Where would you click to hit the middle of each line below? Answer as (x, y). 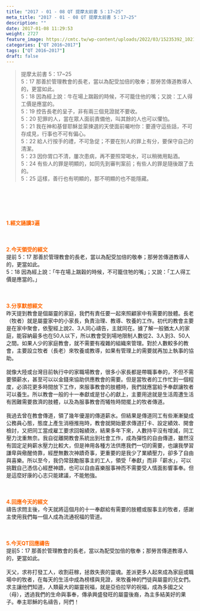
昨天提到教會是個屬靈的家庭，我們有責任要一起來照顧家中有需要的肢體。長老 (100, 313)
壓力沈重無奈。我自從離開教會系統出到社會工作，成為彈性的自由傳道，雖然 (97, 438)
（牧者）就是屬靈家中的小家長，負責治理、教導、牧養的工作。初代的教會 (95, 321)
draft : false (22, 56)
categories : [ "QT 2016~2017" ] (44, 45)
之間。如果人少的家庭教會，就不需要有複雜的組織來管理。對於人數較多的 (95, 343)
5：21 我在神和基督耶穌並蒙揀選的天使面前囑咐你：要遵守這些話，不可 (107, 126)
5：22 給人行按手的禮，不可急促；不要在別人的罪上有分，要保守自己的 (107, 141)
